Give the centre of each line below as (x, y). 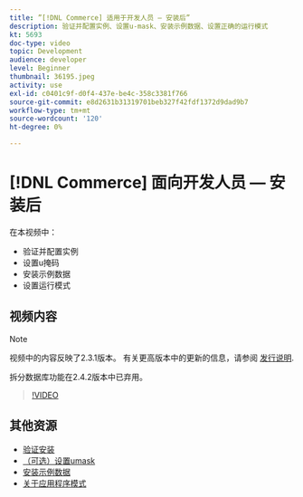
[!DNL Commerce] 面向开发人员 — (138, 183)
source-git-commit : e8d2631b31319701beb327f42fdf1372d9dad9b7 (129, 102)
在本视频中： (33, 232)
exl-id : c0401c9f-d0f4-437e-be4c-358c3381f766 (99, 93)
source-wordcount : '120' (56, 119)
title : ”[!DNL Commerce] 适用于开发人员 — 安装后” (100, 18)
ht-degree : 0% (36, 128)
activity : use (36, 85)
